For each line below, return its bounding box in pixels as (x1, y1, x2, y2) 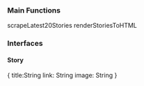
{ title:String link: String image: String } (7, 71, 118, 80)
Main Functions (7, 6, 61, 15)
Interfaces (7, 39, 43, 49)
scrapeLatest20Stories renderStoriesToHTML (7, 21, 138, 30)
